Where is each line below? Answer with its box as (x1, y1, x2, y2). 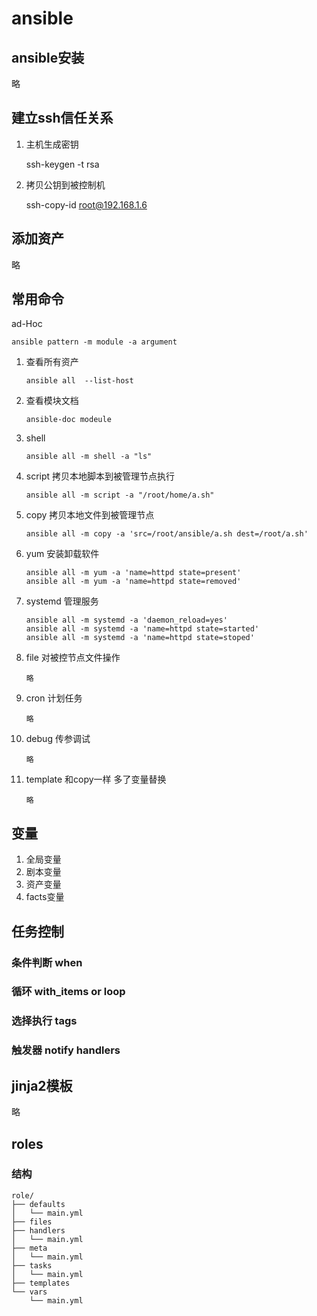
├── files (11, 1217, 53, 1227)
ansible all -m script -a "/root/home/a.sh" (25, 490, 215, 501)
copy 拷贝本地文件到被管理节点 (25, 509, 155, 521)
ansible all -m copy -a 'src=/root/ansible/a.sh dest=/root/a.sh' (25, 529, 309, 539)
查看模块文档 (25, 395, 79, 407)
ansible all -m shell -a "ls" (25, 452, 153, 462)
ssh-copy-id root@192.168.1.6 (25, 198, 148, 211)
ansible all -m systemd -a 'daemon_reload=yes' (25, 615, 228, 626)
